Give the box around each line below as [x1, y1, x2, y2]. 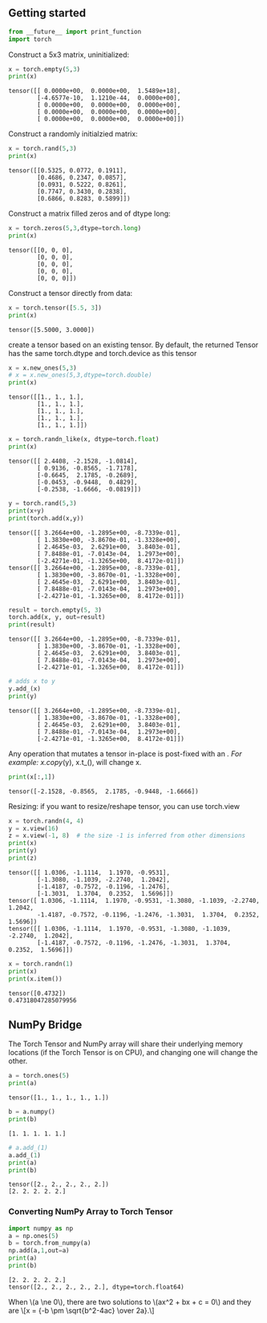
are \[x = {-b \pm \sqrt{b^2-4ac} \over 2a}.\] [8, 1305, 155, 1315]
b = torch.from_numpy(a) [8, 1239, 91, 1248]
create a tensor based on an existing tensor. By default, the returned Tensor [8, 340, 259, 350]
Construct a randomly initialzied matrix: [8, 129, 138, 139]
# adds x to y [8, 678, 56, 686]
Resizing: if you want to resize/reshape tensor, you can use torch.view [8, 801, 241, 811]
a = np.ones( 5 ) [8, 1232, 59, 1240]
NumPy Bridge [8, 1018, 83, 1031]
